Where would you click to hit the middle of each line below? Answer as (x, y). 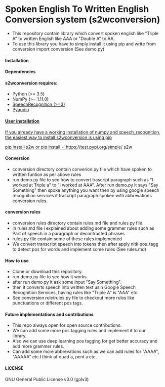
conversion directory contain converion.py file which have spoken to (82, 169)
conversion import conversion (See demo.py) (58, 49)
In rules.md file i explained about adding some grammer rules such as (83, 228)
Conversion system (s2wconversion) (83, 20)
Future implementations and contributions (49, 314)
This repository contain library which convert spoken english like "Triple (85, 33)
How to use (17, 260)
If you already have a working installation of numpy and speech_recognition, (83, 132)
